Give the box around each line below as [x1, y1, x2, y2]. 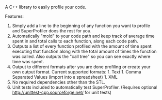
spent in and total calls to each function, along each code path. [12, 38, 138, 44]
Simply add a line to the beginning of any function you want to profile [12, 23, 150, 29]
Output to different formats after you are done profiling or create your [12, 64, 151, 70]
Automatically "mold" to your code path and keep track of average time [12, 33, 155, 39]
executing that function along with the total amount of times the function [12, 48, 157, 54]
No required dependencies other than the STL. [12, 79, 105, 85]
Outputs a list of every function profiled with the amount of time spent [12, 43, 152, 49]
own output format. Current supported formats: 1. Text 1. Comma [12, 69, 142, 74]
